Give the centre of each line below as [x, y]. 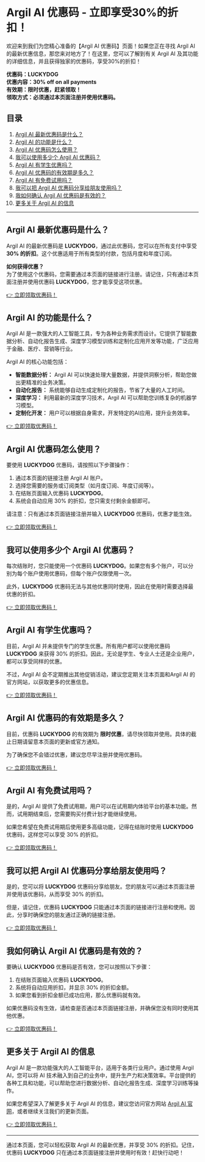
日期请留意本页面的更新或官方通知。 [57, 741]
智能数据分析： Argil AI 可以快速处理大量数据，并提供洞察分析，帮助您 [103, 375]
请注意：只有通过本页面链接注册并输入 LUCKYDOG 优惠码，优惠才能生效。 [101, 514]
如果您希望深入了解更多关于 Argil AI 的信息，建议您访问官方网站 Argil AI [96, 1103]
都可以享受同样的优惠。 [36, 661]
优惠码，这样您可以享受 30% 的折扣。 [54, 835]
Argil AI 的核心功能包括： [38, 362]
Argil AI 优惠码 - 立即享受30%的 [87, 13]
